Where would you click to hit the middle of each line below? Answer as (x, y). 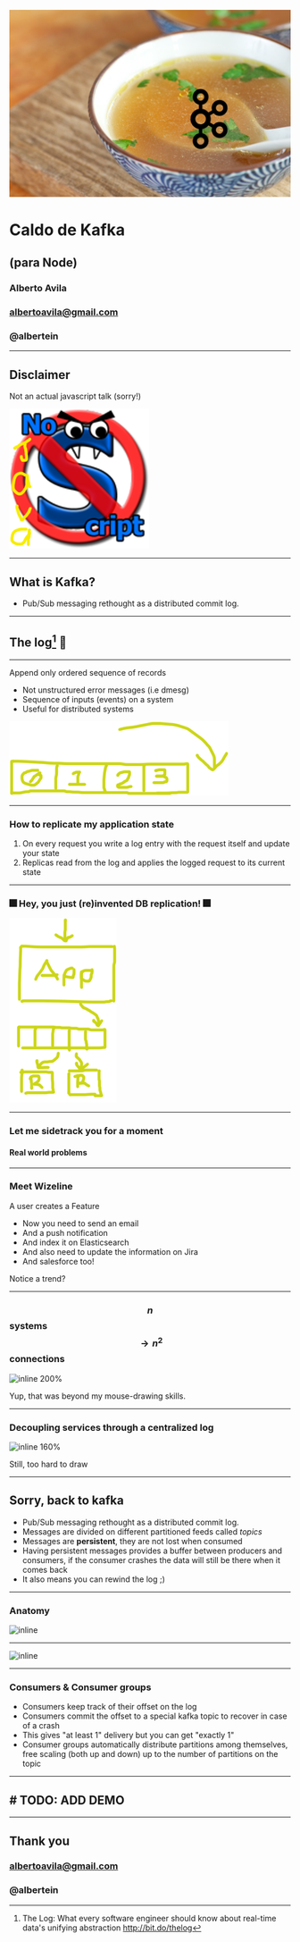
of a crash (41, 1726)
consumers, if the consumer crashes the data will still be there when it (151, 1559)
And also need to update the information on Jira (110, 1251)
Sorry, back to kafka (67, 1501)
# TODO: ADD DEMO (67, 1800)
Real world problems (48, 1152)
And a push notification (65, 1232)
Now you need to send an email (80, 1223)
